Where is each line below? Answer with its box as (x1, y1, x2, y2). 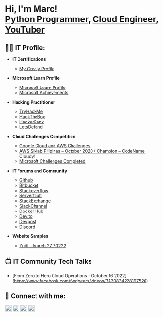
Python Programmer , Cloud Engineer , (5, 14, 159, 25)
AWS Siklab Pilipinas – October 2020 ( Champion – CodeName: (19, 148, 146, 154)
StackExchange (19, 198, 51, 204)
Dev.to (19, 213, 33, 219)
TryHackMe (19, 108, 43, 114)
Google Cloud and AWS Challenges (19, 143, 91, 149)
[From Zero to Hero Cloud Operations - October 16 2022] (12, 272, 127, 278)
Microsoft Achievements (19, 90, 69, 95)
